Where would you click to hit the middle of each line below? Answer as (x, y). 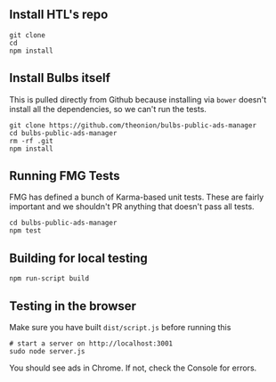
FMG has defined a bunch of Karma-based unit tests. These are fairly (137, 197)
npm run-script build (49, 279)
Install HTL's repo (59, 15)
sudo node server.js (48, 352)
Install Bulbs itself (60, 78)
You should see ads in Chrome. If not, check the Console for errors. (133, 368)
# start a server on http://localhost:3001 (91, 344)
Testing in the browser (73, 306)
